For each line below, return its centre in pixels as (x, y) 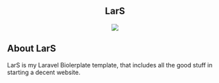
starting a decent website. (44, 72)
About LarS (31, 49)
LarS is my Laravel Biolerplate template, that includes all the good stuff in (110, 65)
